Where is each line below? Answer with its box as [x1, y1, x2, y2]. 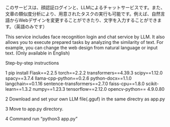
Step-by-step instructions [5, 60, 60, 66]
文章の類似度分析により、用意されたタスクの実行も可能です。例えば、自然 [5, 11, 161, 17]
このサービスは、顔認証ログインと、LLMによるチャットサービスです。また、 [5, 5, 165, 10]
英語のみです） [16, 23, 47, 30]
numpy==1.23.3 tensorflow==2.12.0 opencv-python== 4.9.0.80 [33, 86, 165, 92]
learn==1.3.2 [5, 86, 32, 92]
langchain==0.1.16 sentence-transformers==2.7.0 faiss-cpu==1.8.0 [5, 81, 145, 87]
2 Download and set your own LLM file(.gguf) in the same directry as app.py [5, 96, 165, 102]
